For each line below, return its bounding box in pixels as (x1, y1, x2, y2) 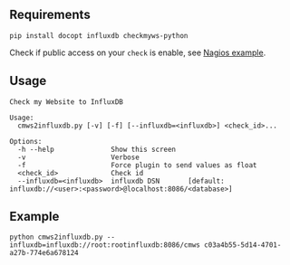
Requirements (9, 7, 91, 23)
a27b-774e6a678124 (9, 249, 79, 258)
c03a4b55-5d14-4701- (203, 241, 282, 250)
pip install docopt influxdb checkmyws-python (9, 31, 188, 40)
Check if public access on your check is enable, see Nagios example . (9, 47, 266, 58)
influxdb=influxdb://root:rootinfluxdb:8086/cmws (9, 241, 201, 250)
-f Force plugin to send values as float (17, 160, 257, 170)
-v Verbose (17, 153, 140, 162)
